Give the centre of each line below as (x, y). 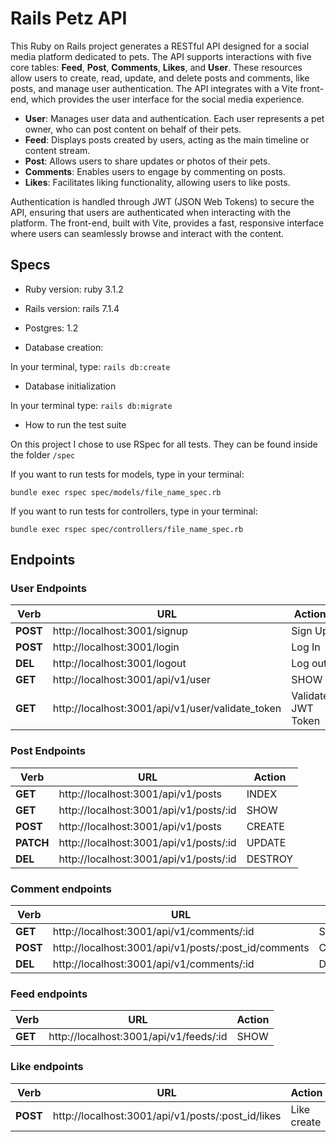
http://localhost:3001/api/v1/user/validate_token (167, 709)
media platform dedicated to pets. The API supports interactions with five (161, 56)
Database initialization (70, 386)
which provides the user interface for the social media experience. (167, 99)
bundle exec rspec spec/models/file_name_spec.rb (116, 492)
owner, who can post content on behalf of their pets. (133, 129)
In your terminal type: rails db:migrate (91, 405)
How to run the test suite (75, 424)
